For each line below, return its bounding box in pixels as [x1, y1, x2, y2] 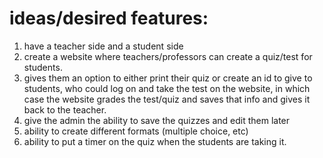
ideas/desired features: [9, 7, 209, 30]
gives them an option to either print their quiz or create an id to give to [23, 72, 313, 84]
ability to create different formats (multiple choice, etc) [23, 125, 249, 137]
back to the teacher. [23, 103, 107, 116]
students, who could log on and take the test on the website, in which [23, 82, 311, 94]
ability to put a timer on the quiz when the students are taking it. [23, 135, 287, 147]
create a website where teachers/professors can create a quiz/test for [23, 50, 313, 62]
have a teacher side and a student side [23, 40, 184, 52]
